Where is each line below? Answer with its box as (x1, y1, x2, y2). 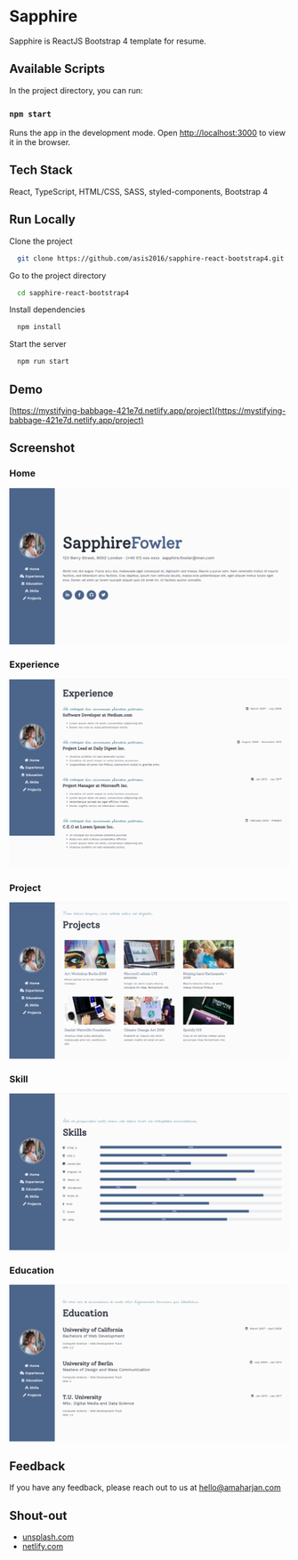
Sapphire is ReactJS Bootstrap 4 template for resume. (9, 36, 206, 46)
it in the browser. (9, 137, 71, 148)
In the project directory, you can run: (9, 84, 143, 95)
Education (9, 1264, 55, 1276)
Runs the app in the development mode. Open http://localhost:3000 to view (9, 127, 286, 139)
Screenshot (9, 440, 76, 455)
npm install (17, 323, 62, 332)
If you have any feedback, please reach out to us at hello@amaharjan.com (9, 1483, 282, 1493)
